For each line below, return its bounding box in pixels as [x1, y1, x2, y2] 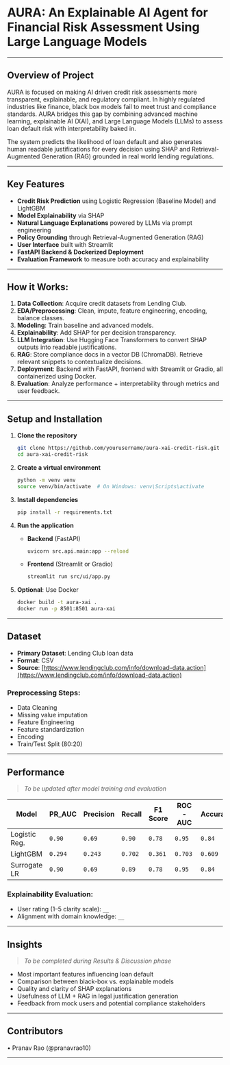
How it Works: [7, 281, 68, 293]
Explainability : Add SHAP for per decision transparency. [16, 328, 177, 337]
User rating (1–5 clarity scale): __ [16, 905, 110, 913]
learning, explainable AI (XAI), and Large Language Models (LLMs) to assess [7, 117, 223, 125]
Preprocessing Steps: [7, 688, 81, 697]
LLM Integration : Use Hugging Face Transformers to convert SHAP [16, 336, 207, 344]
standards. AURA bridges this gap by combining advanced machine [7, 110, 199, 118]
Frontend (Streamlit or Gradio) [27, 560, 113, 569]
